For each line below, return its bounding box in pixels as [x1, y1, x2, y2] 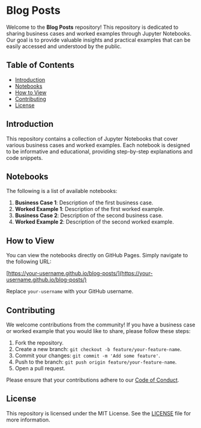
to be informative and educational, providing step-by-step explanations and [6, 148, 193, 155]
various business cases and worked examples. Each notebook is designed [6, 141, 190, 148]
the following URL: [6, 258, 52, 265]
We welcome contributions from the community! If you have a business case [6, 321, 196, 328]
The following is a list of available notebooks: [6, 188, 118, 195]
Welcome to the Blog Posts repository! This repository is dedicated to [6, 23, 179, 31]
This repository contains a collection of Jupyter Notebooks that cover [6, 135, 178, 142]
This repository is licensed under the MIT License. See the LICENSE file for [6, 409, 191, 417]
